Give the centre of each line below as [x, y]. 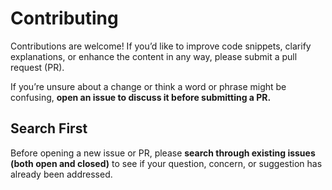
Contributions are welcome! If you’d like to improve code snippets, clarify [161, 46]
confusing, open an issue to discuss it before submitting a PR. [141, 97]
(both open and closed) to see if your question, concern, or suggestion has [166, 163]
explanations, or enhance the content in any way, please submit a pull [154, 56]
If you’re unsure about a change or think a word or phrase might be [148, 86]
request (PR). [37, 67]
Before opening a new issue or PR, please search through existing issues [163, 153]
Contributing [64, 18]
